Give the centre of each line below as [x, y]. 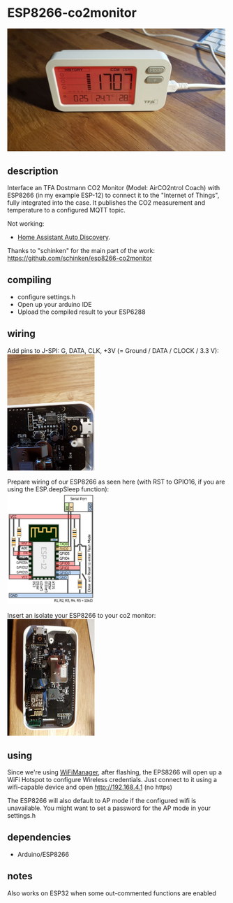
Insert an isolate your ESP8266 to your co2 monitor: [82, 616]
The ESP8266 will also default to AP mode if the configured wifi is [102, 800]
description [33, 171]
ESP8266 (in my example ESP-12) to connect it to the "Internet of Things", [113, 195]
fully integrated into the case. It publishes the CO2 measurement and [106, 203]
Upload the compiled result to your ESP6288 [81, 312]
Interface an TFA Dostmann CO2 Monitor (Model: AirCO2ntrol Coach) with [114, 188]
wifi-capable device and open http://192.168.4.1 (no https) [90, 787]
